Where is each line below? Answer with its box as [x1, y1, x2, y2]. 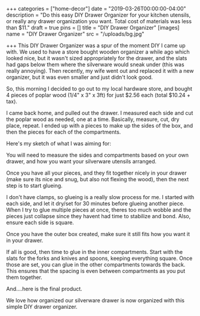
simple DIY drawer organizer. [6, 303, 78, 310]
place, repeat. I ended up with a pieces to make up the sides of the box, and [6, 122, 193, 129]
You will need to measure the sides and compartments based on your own [6, 151, 189, 159]
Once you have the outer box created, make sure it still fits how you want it [6, 231, 190, 237]
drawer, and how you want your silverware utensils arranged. [6, 158, 157, 165]
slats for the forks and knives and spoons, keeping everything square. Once [6, 255, 193, 262]
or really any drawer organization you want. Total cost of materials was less [6, 18, 192, 24]
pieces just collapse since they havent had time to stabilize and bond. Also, [6, 213, 191, 219]
